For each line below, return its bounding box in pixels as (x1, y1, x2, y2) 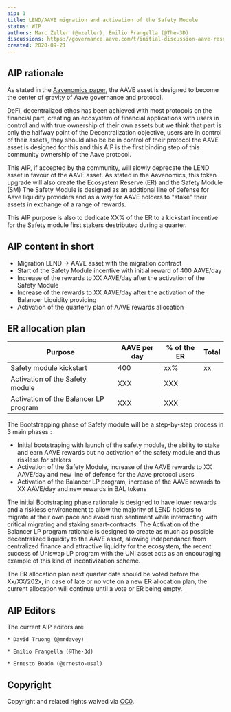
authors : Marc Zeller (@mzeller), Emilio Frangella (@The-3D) (7, 29, 189, 36)
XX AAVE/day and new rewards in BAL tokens (16, 485, 147, 493)
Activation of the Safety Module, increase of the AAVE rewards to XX (16, 463, 212, 471)
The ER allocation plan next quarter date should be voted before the (7, 570, 199, 579)
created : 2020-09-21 (7, 42, 67, 49)
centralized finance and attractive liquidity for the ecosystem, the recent (7, 542, 212, 550)
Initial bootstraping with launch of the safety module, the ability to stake (16, 441, 220, 449)
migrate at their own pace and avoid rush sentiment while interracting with (7, 513, 218, 521)
